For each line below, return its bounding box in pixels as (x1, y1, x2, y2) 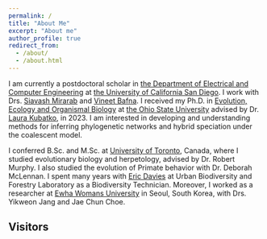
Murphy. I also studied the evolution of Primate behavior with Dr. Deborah (8, 163, 252, 172)
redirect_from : (8, 42, 60, 50)
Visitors (8, 220, 49, 234)
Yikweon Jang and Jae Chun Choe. (8, 196, 126, 206)
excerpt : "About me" (8, 27, 78, 35)
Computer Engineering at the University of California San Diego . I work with (8, 87, 260, 97)
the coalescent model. (8, 130, 83, 139)
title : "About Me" (8, 19, 70, 27)
